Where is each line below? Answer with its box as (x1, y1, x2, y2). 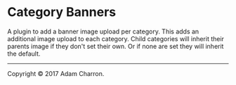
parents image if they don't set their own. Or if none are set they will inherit (7, 42, 224, 50)
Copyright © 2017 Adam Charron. (7, 69, 105, 77)
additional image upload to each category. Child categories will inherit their (7, 34, 225, 42)
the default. (7, 49, 41, 58)
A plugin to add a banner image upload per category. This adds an (7, 27, 199, 36)
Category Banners (7, 4, 117, 20)
